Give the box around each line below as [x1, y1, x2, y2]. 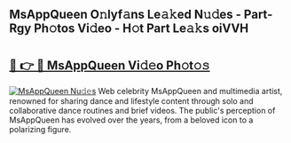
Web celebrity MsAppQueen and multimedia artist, [98, 86, 283, 96]
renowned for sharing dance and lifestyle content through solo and [9, 96, 254, 106]
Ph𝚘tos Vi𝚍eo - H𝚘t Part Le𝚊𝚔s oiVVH [34, 21, 249, 36]
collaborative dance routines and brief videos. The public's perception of [9, 106, 276, 115]
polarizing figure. [9, 124, 72, 134]
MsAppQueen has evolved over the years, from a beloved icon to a [9, 115, 254, 125]
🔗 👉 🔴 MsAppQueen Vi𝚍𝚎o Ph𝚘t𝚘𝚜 [9, 58, 210, 73]
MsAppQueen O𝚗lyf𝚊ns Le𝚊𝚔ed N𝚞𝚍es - [9, 7, 242, 22]
